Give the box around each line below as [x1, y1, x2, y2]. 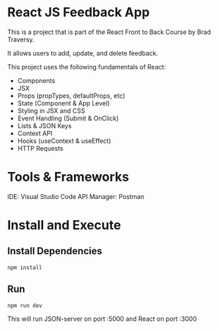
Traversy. [7, 35, 35, 43]
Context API [17, 129, 53, 137]
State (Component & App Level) [17, 98, 110, 107]
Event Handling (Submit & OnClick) [17, 114, 119, 123]
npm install [7, 263, 42, 271]
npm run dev [7, 302, 42, 309]
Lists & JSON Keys [17, 121, 72, 130]
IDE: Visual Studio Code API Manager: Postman [7, 192, 145, 200]
